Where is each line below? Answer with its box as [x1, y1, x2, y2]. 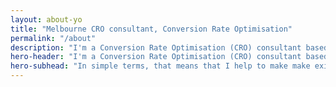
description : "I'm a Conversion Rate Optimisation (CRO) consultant [10, 42, 302, 53]
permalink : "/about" [10, 33, 97, 43]
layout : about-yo [10, 14, 83, 25]
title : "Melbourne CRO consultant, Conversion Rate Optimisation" [10, 24, 293, 34]
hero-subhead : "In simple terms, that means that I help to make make [10, 61, 311, 71]
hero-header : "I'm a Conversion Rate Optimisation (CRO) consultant [10, 52, 302, 62]
